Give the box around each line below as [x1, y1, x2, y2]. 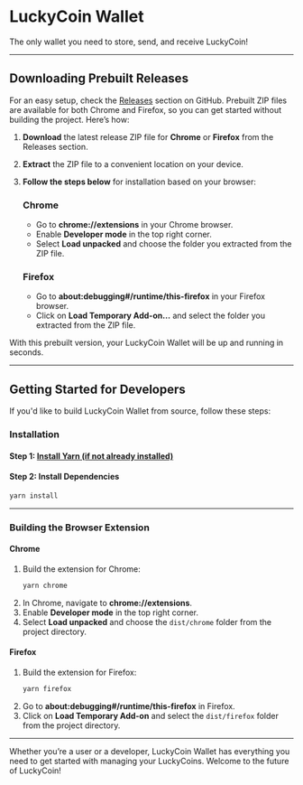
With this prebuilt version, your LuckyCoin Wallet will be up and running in [9, 337, 284, 349]
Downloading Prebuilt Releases [9, 70, 189, 87]
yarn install [9, 491, 59, 500]
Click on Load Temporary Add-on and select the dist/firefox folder [22, 710, 280, 721]
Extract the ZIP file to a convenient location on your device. [22, 158, 243, 169]
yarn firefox [22, 684, 72, 693]
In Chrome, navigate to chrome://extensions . [22, 597, 192, 608]
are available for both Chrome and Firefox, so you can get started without [9, 104, 282, 115]
